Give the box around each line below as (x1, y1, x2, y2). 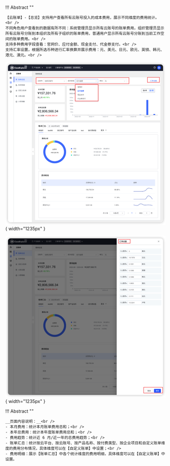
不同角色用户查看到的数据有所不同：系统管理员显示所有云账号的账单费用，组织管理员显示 (5, 25, 164, 31)
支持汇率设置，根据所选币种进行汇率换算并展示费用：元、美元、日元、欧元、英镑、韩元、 (5, 47, 164, 52)
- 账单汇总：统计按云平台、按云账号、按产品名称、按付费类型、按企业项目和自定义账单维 (5, 441, 165, 446)
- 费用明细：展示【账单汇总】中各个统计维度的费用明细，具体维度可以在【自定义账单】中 (5, 451, 165, 457)
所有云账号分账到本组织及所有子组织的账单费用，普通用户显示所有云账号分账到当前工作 (5, 31, 161, 36)
